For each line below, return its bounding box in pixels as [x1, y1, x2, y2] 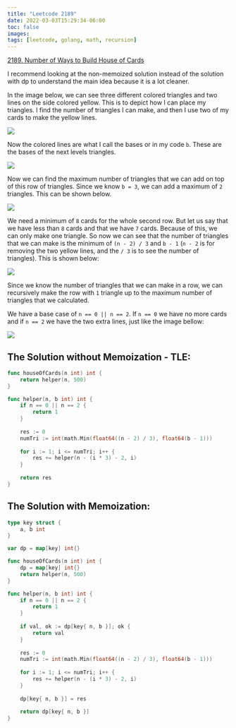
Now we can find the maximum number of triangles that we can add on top [7, 174, 225, 184]
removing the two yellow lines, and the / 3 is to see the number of [7, 246, 199, 255]
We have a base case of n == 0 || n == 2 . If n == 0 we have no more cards [7, 310, 228, 318]
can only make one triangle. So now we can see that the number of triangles [7, 232, 229, 240]
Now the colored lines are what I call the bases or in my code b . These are [7, 141, 222, 149]
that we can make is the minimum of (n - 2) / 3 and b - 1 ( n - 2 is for [7, 239, 215, 248]
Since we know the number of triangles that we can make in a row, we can [7, 281, 223, 290]
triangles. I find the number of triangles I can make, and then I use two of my [7, 106, 229, 114]
